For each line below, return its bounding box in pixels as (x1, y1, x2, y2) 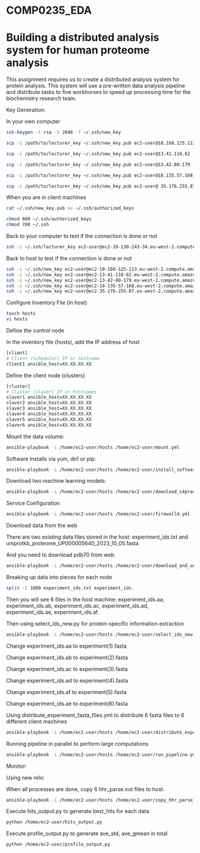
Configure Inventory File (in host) (6, 299, 87, 307)
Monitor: (6, 763, 27, 770)
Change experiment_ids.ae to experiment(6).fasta (6, 700, 128, 707)
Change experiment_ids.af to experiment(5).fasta (6, 688, 127, 695)
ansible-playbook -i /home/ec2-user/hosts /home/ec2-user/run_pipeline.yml (6, 751, 198, 758)
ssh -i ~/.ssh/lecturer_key (6, 244, 76, 250)
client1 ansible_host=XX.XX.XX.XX (6, 361, 92, 367)
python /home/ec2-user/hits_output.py (6, 819, 102, 825)
